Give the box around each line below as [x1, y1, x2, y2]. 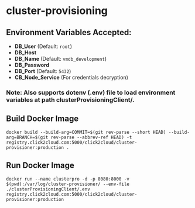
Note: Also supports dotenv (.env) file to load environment [6, 88, 176, 96]
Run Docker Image [6, 161, 75, 171]
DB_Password [14, 61, 50, 68]
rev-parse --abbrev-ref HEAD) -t [50, 134, 132, 140]
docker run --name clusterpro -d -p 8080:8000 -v [6, 176, 130, 182]
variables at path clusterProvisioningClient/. [6, 95, 135, 103]
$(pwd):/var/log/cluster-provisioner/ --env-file [6, 181, 130, 187]
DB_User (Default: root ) [14, 43, 72, 50]
